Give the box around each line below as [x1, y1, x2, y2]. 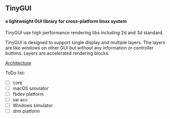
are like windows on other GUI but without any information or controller [5, 45, 154, 51]
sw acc [12, 96, 28, 103]
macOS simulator [12, 85, 49, 91]
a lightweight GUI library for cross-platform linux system [5, 18, 127, 24]
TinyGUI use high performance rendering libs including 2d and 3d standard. [5, 29, 164, 35]
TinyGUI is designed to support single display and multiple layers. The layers [5, 39, 165, 45]
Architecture [5, 60, 31, 66]
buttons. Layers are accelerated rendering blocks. [5, 50, 110, 56]
